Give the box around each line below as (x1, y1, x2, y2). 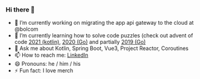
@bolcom (14, 25, 39, 33)
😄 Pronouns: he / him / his (14, 60, 81, 68)
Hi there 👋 (5, 5, 36, 14)
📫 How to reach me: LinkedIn (14, 51, 89, 59)
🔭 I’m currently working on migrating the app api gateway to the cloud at (14, 19, 194, 27)
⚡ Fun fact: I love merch (14, 67, 73, 74)
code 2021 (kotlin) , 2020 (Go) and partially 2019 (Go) (14, 39, 146, 46)
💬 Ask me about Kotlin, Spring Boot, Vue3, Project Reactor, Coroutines (14, 45, 189, 52)
